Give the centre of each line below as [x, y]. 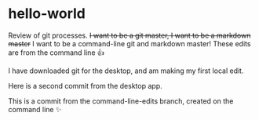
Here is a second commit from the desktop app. [85, 85]
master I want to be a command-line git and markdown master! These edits [129, 43]
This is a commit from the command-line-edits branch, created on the [121, 101]
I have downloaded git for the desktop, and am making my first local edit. [126, 71]
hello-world [47, 14]
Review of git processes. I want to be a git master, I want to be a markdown [129, 35]
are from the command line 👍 [56, 53]
